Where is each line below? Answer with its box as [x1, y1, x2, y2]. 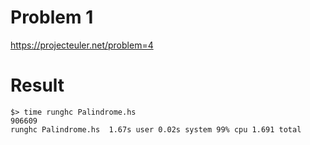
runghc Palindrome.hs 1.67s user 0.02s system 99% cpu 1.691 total [10, 124, 302, 135]
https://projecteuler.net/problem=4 [10, 39, 154, 51]
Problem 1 [10, 6, 94, 29]
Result [10, 74, 65, 97]
